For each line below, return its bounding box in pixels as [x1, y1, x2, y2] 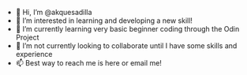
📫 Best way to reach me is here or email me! [15, 58, 162, 67]
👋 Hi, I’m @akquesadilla [15, 8, 92, 17]
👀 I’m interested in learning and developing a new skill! [15, 16, 193, 25]
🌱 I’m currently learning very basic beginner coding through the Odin [15, 24, 240, 33]
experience [15, 50, 53, 58]
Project [15, 32, 39, 42]
